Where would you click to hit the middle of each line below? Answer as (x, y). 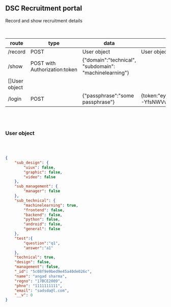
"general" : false (42, 229)
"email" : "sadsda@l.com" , (42, 290)
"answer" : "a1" (38, 248)
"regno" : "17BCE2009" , (38, 281)
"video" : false (40, 177)
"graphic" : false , (43, 172)
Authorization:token (54, 69)
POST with (43, 63)
